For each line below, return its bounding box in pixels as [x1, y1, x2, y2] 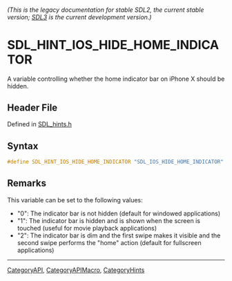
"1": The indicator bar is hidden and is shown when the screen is [17, 216, 200, 224]
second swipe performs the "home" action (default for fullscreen [17, 238, 202, 246]
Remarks [7, 177, 47, 189]
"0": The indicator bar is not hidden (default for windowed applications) [17, 209, 221, 217]
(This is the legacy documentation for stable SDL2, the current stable [7, 6, 204, 14]
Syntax [7, 140, 39, 152]
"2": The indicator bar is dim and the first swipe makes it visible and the [17, 231, 221, 240]
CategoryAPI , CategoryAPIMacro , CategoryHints [7, 266, 145, 274]
